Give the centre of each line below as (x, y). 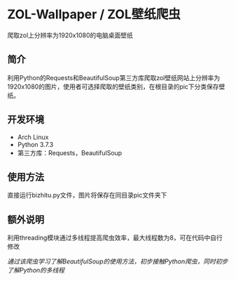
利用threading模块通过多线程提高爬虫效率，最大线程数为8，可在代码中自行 (115, 238)
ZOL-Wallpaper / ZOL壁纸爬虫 (94, 14)
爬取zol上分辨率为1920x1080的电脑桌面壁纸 (70, 35)
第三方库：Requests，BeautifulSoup (70, 152)
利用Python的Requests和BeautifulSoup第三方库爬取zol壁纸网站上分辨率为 (114, 77)
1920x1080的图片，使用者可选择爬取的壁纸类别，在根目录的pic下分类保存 (113, 86)
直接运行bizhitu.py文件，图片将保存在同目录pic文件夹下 (87, 195)
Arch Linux (33, 137)
